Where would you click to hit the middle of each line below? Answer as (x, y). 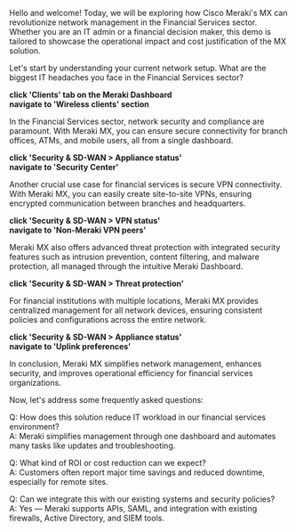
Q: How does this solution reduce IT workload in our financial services (138, 417)
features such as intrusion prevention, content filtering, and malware (134, 257)
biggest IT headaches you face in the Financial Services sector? (127, 78)
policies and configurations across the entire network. (108, 319)
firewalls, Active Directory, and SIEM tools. (87, 518)
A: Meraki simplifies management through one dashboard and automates (143, 436)
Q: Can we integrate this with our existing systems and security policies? (142, 499)
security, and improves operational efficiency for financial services (131, 373)
